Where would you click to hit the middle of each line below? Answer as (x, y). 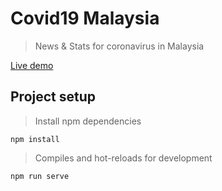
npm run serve (40, 176)
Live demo (32, 65)
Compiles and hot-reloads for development (123, 158)
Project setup (53, 97)
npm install (35, 139)
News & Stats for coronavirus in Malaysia (119, 46)
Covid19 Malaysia (85, 18)
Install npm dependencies (88, 121)
